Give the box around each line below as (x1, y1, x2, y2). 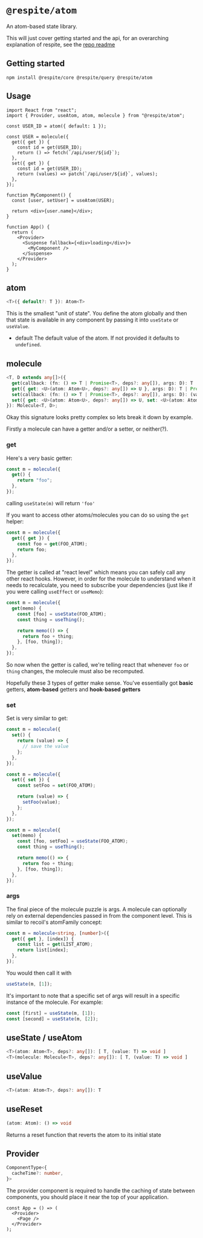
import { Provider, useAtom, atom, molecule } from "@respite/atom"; (6, 112, 185, 118)
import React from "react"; (6, 107, 77, 113)
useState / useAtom (6, 1032, 83, 1043)
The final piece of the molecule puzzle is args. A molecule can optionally (6, 906, 187, 913)
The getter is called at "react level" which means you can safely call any (6, 569, 185, 576)
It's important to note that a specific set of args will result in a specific (6, 992, 180, 999)
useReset (6, 1104, 43, 1114)
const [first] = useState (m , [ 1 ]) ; (6, 1010, 96, 1016)
